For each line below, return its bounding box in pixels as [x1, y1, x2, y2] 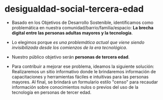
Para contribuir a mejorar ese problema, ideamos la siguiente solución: [11, 63, 155, 69]
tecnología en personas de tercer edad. [11, 89, 92, 95]
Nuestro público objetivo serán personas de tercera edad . [11, 54, 130, 60]
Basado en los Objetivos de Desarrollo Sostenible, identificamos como [11, 20, 154, 25]
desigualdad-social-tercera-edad [4, 3, 144, 15]
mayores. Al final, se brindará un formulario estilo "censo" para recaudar [11, 79, 158, 85]
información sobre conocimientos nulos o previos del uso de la [11, 84, 139, 90]
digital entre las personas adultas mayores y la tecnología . [11, 30, 133, 36]
